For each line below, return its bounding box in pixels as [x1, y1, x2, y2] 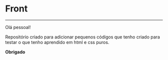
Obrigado [5, 48, 25, 55]
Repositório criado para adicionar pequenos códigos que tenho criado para [5, 33, 160, 40]
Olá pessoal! [5, 24, 31, 30]
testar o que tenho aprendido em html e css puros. [5, 39, 109, 45]
